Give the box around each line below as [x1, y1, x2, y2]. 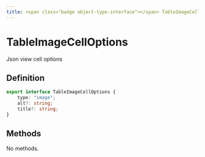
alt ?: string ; [17, 100, 53, 106]
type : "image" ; [17, 95, 56, 101]
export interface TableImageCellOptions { [6, 89, 116, 95]
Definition [6, 72, 45, 83]
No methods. [6, 144, 39, 152]
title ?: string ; [17, 106, 59, 112]
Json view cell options [6, 55, 63, 63]
